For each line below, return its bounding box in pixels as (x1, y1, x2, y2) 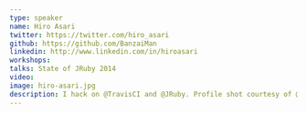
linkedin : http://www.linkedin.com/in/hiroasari (9, 47, 198, 56)
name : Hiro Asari (9, 22, 76, 31)
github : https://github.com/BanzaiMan (9, 38, 157, 48)
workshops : (9, 56, 51, 65)
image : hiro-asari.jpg (9, 81, 96, 90)
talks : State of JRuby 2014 (9, 65, 117, 74)
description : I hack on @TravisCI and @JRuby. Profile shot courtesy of (9, 89, 292, 98)
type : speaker (9, 13, 64, 23)
